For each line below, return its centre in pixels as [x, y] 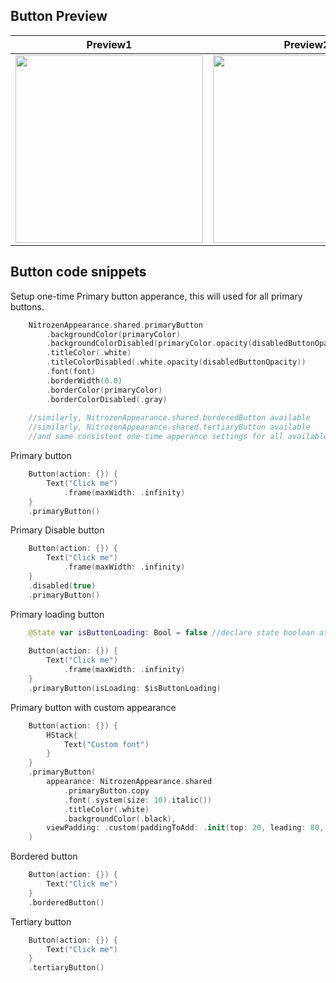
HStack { [62, 735]
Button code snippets [78, 272]
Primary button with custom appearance [93, 707]
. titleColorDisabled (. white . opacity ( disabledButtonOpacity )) [176, 362]
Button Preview [59, 16]
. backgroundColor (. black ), [120, 819]
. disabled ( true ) [62, 585]
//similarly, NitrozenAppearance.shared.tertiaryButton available [169, 427]
